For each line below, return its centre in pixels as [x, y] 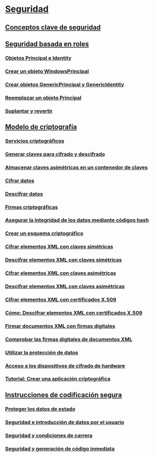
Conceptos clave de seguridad [53, 27]
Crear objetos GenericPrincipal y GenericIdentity [65, 84]
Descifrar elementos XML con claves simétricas [63, 260]
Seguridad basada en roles [47, 44]
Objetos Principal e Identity [38, 58]
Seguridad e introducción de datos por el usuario [65, 422]
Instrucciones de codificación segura [63, 395]
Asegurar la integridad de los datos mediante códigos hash [77, 220]
